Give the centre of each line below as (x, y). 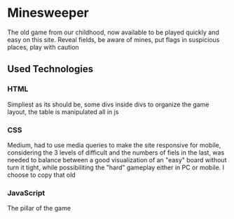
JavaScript (26, 192)
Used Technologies (50, 69)
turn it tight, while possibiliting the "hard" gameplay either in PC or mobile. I (116, 167)
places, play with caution (43, 47)
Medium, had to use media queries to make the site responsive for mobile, (114, 145)
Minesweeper (48, 13)
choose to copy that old (41, 175)
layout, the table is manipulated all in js (63, 112)
